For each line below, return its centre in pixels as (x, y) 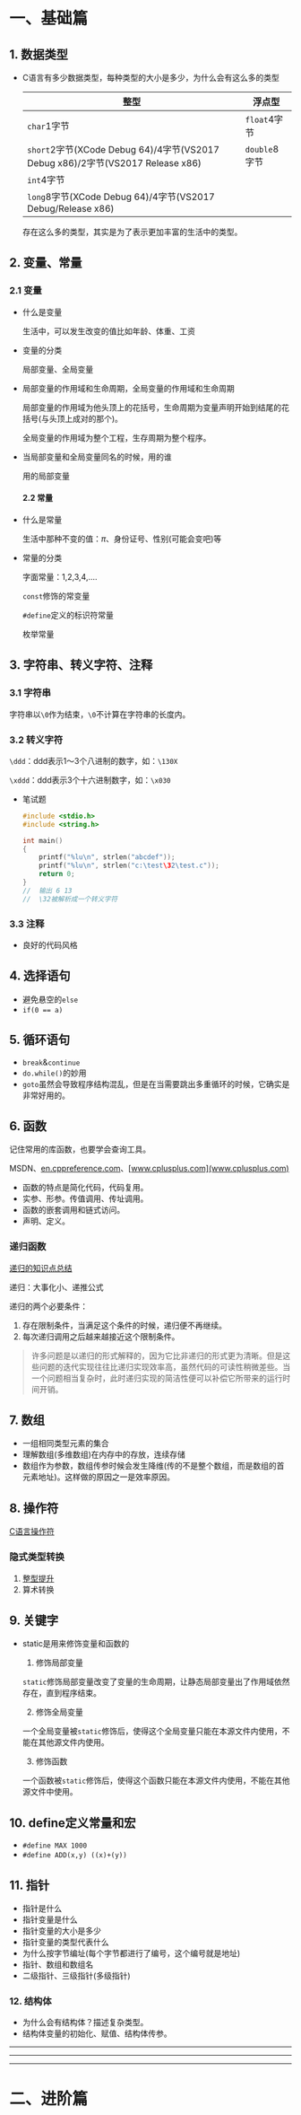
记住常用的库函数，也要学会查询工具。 (80, 1149)
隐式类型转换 (37, 1557)
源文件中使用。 (50, 1792)
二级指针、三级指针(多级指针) (77, 1976)
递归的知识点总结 (41, 1268)
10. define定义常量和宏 (73, 1823)
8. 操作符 (34, 1508)
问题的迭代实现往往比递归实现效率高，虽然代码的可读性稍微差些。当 (165, 1366)
